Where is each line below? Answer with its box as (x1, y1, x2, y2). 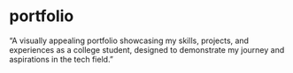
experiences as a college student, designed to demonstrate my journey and (9, 44, 285, 55)
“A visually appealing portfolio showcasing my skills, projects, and (9, 35, 250, 46)
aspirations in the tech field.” (9, 54, 113, 64)
